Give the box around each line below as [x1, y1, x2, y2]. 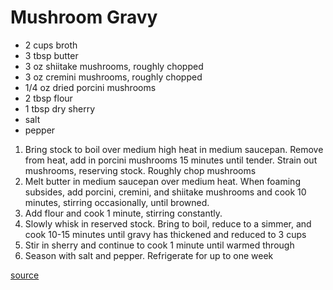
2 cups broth [24, 39, 78, 51]
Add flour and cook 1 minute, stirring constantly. [24, 207, 223, 219]
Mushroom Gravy [10, 6, 158, 29]
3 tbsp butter [24, 49, 79, 61]
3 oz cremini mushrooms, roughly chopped [24, 71, 203, 83]
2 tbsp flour [24, 92, 73, 104]
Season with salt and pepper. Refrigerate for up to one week [24, 249, 274, 261]
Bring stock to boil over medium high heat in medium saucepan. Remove [24, 143, 324, 155]
